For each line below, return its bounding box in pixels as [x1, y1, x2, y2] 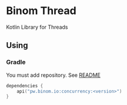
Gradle [6, 58, 26, 66]
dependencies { [6, 83, 44, 89]
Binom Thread [6, 4, 76, 18]
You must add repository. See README [6, 72, 101, 79]
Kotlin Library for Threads [6, 23, 68, 31]
